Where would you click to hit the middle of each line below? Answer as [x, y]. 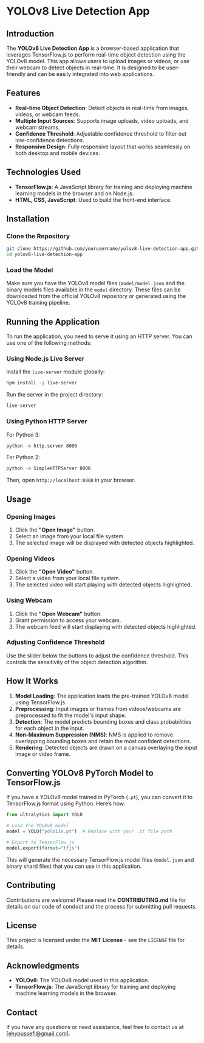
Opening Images [31, 516]
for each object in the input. [50, 728]
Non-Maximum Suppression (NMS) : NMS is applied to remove [94, 735]
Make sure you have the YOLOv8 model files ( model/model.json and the [96, 283]
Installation [28, 219]
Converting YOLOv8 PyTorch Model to [80, 773]
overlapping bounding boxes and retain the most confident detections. [103, 741]
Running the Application [53, 321]
